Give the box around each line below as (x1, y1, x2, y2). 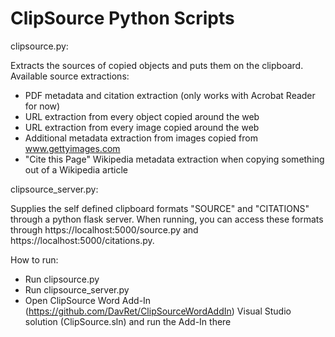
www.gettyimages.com (24, 142, 121, 154)
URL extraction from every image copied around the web (24, 121, 260, 133)
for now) (24, 100, 61, 112)
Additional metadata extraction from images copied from (24, 132, 258, 144)
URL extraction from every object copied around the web (24, 110, 260, 122)
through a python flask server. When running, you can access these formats (10, 213, 324, 225)
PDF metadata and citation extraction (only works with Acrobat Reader (24, 89, 316, 101)
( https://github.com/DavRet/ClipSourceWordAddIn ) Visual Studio (24, 305, 292, 317)
